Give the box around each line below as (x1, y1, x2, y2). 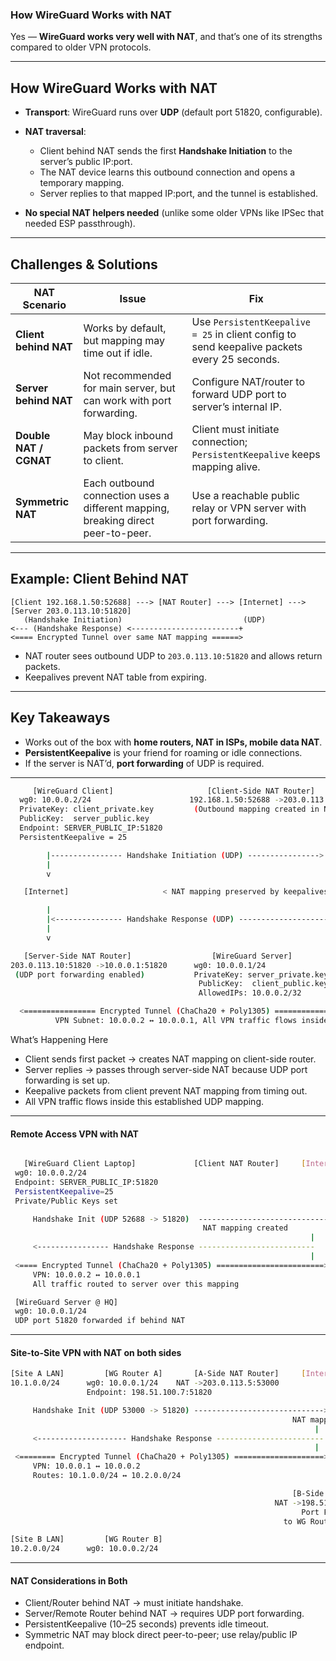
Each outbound (83, 476, 155, 490)
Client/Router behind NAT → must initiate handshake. (24, 1597, 244, 1609)
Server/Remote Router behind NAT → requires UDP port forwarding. (24, 1608, 305, 1620)
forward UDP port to (191, 387, 287, 401)
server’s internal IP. (191, 399, 283, 413)
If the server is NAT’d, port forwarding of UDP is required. (24, 757, 265, 769)
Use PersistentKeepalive (191, 314, 312, 328)
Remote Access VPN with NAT (10, 1128, 139, 1140)
